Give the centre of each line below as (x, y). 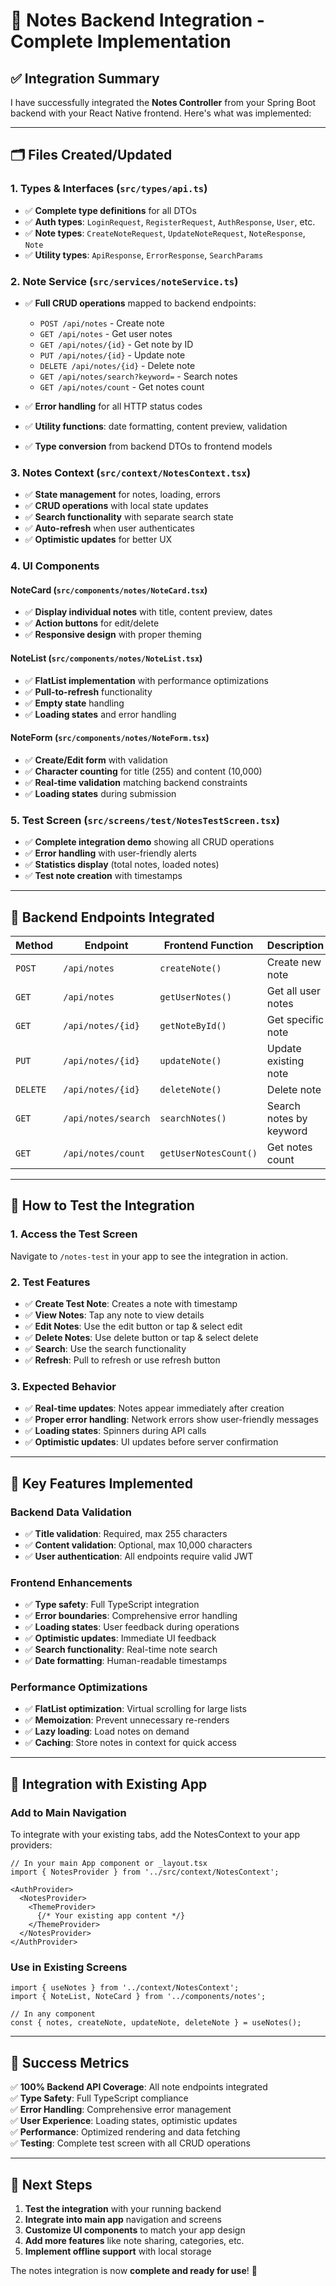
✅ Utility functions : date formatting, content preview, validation (156, 426)
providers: (31, 1845)
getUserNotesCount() (208, 1153)
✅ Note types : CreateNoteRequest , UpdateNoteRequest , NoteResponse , (165, 233)
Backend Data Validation (71, 1512)
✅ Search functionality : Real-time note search (121, 1650)
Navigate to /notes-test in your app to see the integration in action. (149, 1256)
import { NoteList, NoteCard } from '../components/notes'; (138, 1997)
